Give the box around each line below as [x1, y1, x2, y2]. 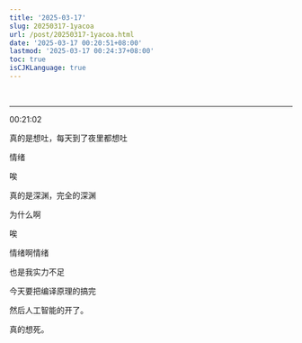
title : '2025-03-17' [9, 13, 87, 23]
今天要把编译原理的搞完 [9, 285, 96, 296]
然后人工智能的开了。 [9, 304, 88, 315]
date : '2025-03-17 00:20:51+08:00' [9, 38, 143, 48]
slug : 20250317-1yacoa [9, 22, 94, 31]
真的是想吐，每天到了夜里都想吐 [9, 132, 128, 143]
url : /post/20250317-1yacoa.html [9, 30, 135, 39]
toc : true [9, 55, 47, 64]
